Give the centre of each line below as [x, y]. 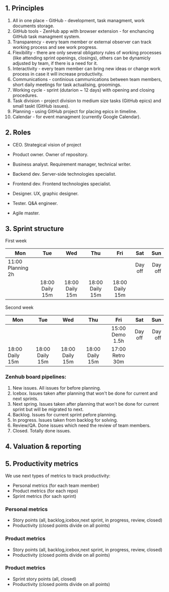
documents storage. [33, 26]
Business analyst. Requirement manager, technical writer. [72, 164]
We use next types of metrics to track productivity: [58, 476]
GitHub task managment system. [46, 36]
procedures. [25, 95]
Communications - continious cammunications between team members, [87, 79]
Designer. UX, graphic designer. [46, 193]
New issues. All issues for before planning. [57, 388]
